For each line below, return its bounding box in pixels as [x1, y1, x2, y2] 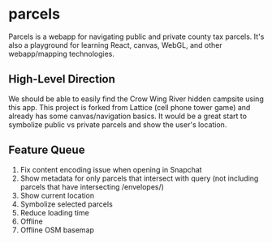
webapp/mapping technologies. [8, 49, 115, 58]
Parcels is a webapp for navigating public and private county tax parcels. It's [8, 32, 265, 41]
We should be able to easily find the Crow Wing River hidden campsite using [8, 94, 264, 104]
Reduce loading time [19, 207, 89, 217]
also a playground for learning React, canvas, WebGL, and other [8, 40, 223, 49]
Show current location [19, 190, 95, 200]
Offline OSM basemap [19, 224, 95, 235]
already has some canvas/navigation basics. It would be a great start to [8, 111, 248, 121]
